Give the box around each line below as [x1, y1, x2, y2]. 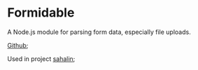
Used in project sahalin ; [7, 54, 76, 63]
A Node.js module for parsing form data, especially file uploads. [7, 28, 191, 36]
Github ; [7, 41, 29, 49]
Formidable [7, 5, 75, 21]
